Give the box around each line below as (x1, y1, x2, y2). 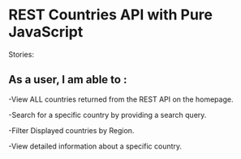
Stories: (8, 49, 35, 59)
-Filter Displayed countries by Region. (8, 125, 135, 135)
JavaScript (8, 23, 84, 41)
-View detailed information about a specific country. (8, 141, 183, 151)
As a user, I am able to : (8, 73, 127, 86)
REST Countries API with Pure (8, 6, 213, 24)
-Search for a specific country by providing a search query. (8, 110, 207, 119)
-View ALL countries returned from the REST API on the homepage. (8, 94, 234, 104)
